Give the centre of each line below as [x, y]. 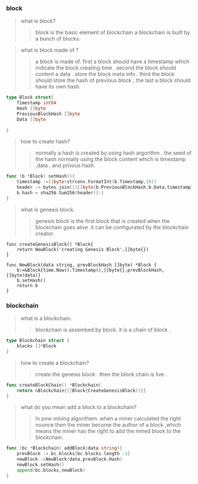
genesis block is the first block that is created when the [102, 221]
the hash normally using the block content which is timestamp [110, 159]
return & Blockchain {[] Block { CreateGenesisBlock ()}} [81, 390]
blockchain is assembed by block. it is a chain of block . [103, 330]
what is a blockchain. [46, 318]
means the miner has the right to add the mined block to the [108, 431]
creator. [45, 233]
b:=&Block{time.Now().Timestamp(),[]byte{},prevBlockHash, [91, 270]
